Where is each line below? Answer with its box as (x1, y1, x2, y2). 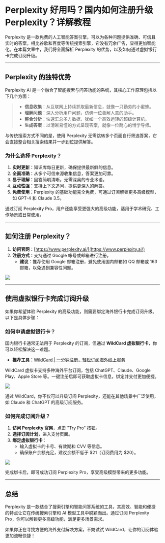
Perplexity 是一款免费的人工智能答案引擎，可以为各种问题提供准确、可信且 (5, 34, 156, 40)
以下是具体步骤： (5, 314, 40, 320)
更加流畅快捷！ (5, 533, 35, 539)
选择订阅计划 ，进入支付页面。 (12, 431, 73, 437)
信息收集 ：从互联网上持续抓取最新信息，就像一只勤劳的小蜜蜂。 (24, 103, 154, 109)
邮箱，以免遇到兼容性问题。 (19, 265, 76, 271)
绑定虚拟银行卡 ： (12, 437, 47, 443)
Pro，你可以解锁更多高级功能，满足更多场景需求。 (5, 516, 107, 522)
